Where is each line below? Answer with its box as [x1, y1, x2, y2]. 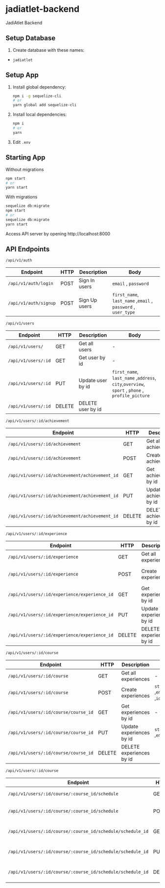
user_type [112, 310, 135, 316]
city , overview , [112, 381, 145, 387]
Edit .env [12, 139, 31, 145]
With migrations [5, 194, 38, 200]
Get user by [78, 354, 106, 361]
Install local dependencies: [12, 112, 67, 118]
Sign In [78, 277, 95, 284]
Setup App [5, 71, 39, 79]
